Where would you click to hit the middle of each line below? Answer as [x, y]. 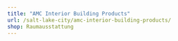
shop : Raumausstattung [40, 26]
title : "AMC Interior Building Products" [69, 14]
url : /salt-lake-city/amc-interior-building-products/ [89, 20]
